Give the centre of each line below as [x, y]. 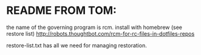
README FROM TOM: [62, 11]
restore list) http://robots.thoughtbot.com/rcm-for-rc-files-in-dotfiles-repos [101, 33]
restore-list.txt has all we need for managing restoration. [77, 45]
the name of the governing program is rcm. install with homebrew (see [94, 27]
